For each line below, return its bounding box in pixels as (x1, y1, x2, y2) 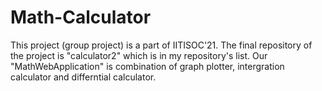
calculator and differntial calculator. (10, 71, 157, 83)
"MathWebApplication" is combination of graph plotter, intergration (10, 60, 285, 72)
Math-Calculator (10, 6, 152, 29)
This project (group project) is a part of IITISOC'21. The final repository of (10, 39, 313, 51)
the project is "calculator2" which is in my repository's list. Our (10, 49, 268, 61)
